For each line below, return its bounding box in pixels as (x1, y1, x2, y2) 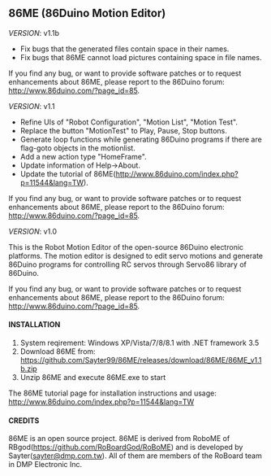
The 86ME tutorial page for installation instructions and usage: (8, 388, 217, 398)
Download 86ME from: (19, 347, 96, 356)
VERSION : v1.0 (8, 226, 58, 236)
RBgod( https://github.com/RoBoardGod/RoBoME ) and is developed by (8, 443, 243, 452)
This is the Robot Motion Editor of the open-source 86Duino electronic (8, 242, 244, 251)
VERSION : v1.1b (8, 28, 59, 37)
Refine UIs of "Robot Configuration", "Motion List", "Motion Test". (19, 117, 238, 127)
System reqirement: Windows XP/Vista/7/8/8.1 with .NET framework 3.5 (19, 338, 260, 348)
